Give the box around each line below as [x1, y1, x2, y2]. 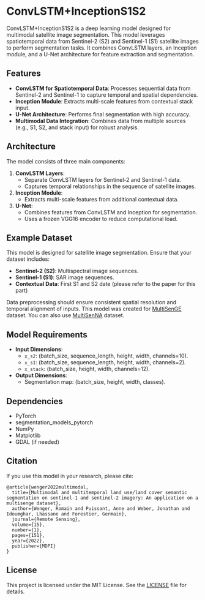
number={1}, [12, 527, 43, 533]
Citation [6, 456, 38, 467]
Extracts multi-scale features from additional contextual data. [24, 195, 179, 203]
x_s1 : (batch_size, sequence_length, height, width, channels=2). [24, 359, 186, 366]
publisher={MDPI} [12, 543, 56, 549]
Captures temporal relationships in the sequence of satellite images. [24, 182, 196, 190]
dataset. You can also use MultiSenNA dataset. [6, 312, 125, 319]
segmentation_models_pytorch [15, 419, 94, 426]
